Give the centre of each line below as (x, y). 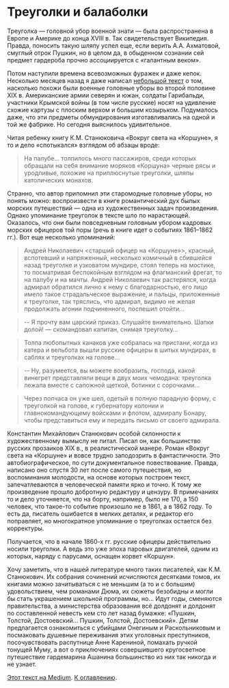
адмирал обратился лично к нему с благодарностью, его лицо (116, 287)
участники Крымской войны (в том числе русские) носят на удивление (112, 102)
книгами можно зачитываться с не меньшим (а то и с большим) (101, 584)
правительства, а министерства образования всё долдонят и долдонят (111, 606)
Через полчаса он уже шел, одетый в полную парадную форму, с (120, 398)
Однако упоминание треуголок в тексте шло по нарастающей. (98, 215)
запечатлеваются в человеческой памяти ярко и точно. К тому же (104, 484)
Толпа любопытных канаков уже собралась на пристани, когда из (121, 342)
